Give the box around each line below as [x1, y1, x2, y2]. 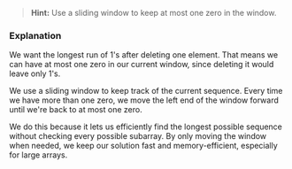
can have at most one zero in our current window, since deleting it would [9, 59, 274, 70]
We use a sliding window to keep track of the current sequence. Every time [9, 86, 283, 96]
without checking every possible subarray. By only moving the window [9, 131, 267, 142]
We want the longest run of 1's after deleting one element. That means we [9, 50, 279, 60]
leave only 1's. [9, 68, 61, 79]
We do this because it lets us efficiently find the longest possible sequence [9, 121, 283, 132]
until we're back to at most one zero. [9, 104, 143, 115]
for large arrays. [9, 150, 68, 160]
